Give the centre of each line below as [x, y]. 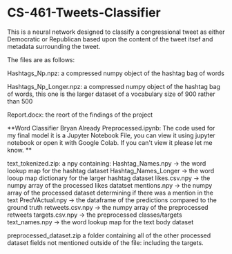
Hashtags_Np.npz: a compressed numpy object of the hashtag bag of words [116, 73]
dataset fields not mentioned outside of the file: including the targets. [105, 242]
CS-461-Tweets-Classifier [84, 13]
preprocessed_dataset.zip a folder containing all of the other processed [109, 235]
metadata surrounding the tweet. [54, 46]
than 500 [20, 101]
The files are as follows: [41, 59]
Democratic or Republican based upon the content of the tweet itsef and [110, 39]
